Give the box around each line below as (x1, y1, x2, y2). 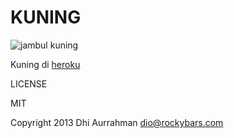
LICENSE (10, 77, 48, 90)
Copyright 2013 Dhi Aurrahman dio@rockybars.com (10, 116, 224, 128)
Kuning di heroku (10, 58, 81, 70)
